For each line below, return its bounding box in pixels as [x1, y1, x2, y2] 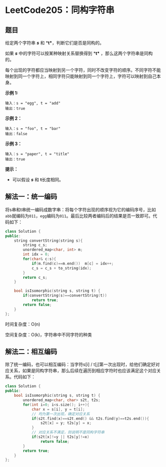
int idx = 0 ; [23, 252, 50, 257]
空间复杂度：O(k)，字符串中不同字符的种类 [5, 331, 92, 337]
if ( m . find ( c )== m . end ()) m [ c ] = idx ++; [31, 261, 114, 266]
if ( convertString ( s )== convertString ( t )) [23, 293, 107, 298]
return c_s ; [23, 275, 48, 280]
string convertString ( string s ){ [14, 238, 83, 243]
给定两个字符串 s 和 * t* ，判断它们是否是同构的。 [5, 40, 104, 46]
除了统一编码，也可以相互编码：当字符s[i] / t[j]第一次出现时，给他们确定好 [5, 362, 156, 367]
